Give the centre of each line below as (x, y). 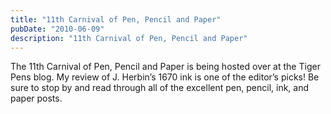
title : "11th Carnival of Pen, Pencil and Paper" (116, 19)
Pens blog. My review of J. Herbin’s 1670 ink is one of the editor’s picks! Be (165, 77)
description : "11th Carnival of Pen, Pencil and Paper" (129, 38)
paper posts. (36, 98)
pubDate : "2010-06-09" (57, 29)
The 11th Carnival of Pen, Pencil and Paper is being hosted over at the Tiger (165, 67)
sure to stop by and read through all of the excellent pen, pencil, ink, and (160, 88)
